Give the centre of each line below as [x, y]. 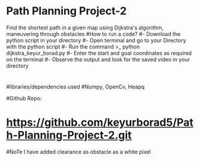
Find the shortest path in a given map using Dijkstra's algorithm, [85, 28]
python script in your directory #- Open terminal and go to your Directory [96, 40]
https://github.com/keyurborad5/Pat [100, 122]
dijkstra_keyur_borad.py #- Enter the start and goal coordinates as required [99, 53]
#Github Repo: [24, 98]
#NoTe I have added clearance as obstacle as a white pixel [78, 152]
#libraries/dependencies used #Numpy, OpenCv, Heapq [75, 87]
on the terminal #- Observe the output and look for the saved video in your [98, 59]
